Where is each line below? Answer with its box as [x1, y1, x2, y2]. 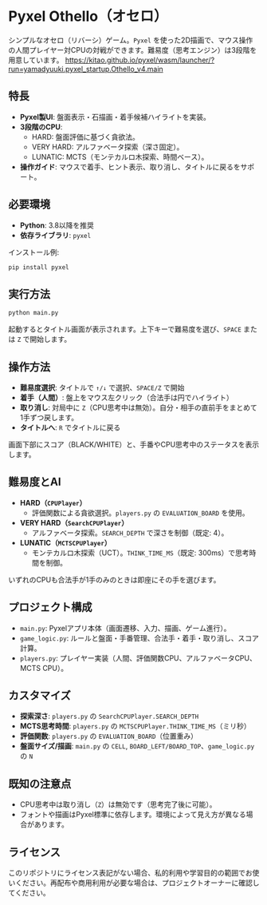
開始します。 [29, 335, 72, 344]
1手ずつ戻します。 [19, 412, 79, 422]
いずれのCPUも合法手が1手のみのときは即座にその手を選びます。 [8, 574, 221, 584]
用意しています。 [8, 55, 64, 65]
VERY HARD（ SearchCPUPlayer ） [19, 518, 129, 527]
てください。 [8, 888, 50, 897]
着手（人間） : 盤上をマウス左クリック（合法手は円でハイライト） [19, 392, 234, 402]
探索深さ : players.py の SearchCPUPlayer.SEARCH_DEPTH [19, 712, 199, 721]
